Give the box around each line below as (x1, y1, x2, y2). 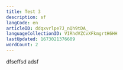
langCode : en (6, 20, 38, 26)
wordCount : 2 (6, 42, 38, 48)
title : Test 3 (6, 8, 41, 15)
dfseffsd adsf (6, 58, 39, 65)
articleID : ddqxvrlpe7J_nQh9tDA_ (6, 25, 89, 31)
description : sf (6, 14, 46, 20)
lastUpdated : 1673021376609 (6, 36, 76, 42)
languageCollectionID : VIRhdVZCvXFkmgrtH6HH (6, 31, 118, 37)
